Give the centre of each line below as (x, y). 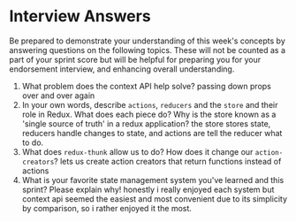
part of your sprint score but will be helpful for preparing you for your (135, 59)
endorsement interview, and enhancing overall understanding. (122, 69)
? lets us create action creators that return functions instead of (168, 161)
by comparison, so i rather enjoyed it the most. (107, 208)
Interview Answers (80, 16)
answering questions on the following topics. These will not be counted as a (147, 50)
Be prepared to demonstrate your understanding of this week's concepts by (147, 41)
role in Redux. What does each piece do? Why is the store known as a (149, 114)
